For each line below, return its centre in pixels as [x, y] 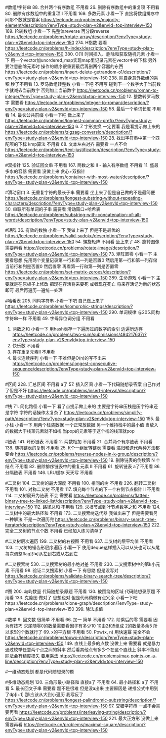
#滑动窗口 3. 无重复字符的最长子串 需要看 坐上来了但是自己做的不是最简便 [80, 192]
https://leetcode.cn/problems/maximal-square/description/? [84, 724]
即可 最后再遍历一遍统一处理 [34, 290]
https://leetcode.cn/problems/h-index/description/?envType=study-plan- [80, 48]
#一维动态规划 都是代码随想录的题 [40, 672]
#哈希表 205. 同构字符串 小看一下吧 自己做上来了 [55, 301]
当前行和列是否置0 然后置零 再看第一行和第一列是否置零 [62, 266]
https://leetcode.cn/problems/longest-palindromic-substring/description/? [81, 700]
